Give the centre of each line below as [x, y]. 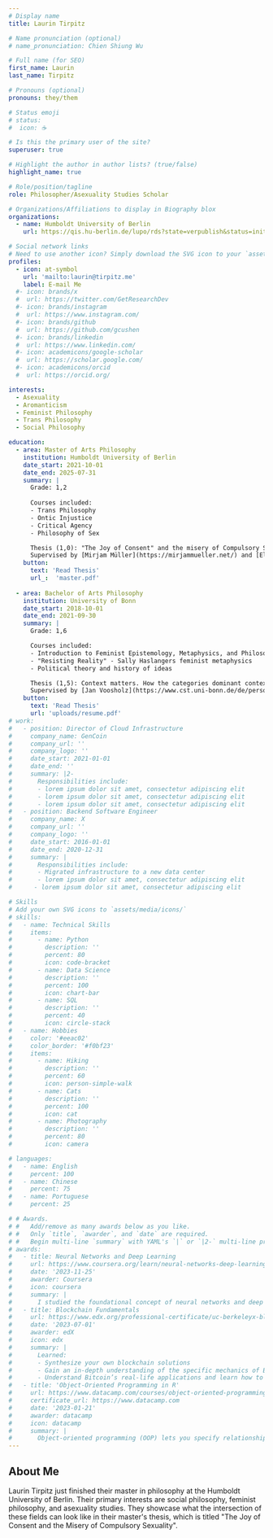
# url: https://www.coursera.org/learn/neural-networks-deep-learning [138, 1265]
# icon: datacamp [45, 1423]
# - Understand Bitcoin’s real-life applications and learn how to [136, 1378]
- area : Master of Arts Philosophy [76, 450]
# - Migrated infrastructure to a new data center [107, 872]
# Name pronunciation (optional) [65, 38]
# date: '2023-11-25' [52, 1272]
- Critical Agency [61, 526]
